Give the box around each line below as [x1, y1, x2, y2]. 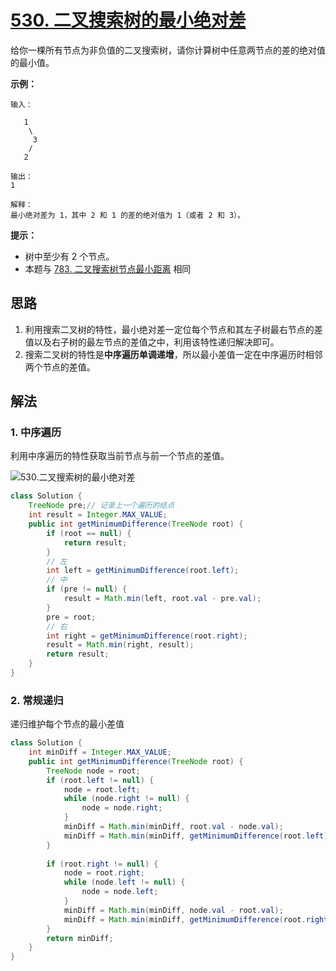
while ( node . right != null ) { [63, 794, 190, 804]
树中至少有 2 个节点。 [24, 250, 115, 262]
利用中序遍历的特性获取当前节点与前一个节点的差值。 [10, 450, 230, 462]
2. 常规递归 [10, 693, 64, 707]
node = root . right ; [63, 868, 145, 878]
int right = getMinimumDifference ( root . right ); [46, 631, 248, 641]
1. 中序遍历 [10, 426, 62, 440]
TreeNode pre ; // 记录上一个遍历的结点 [28, 501, 175, 511]
